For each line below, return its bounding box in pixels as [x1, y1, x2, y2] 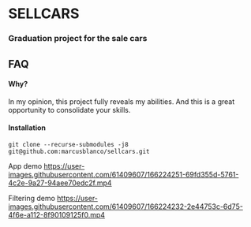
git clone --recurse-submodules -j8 [8, 140, 129, 148]
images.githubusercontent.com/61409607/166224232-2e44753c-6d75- [8, 202, 243, 211]
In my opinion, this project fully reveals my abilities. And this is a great [8, 96, 235, 106]
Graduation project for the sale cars [8, 33, 148, 44]
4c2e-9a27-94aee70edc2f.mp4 [8, 178, 112, 188]
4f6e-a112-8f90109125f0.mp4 [8, 210, 105, 219]
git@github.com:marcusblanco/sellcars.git [8, 147, 150, 155]
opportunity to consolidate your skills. [8, 105, 131, 114]
